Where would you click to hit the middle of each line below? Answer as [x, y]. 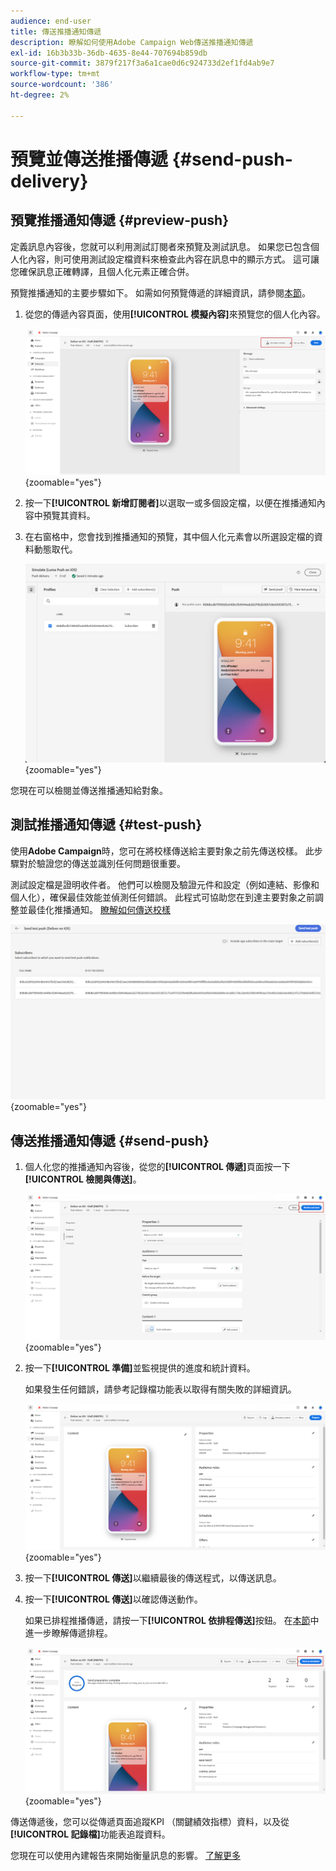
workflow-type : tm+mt [55, 74]
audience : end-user [51, 21]
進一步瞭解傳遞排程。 [68, 1633]
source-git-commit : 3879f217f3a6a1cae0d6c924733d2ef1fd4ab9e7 [142, 63]
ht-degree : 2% [40, 95]
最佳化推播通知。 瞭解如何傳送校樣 [99, 909]
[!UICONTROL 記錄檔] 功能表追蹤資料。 [90, 1834]
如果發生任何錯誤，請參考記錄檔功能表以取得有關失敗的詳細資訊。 [160, 1389]
